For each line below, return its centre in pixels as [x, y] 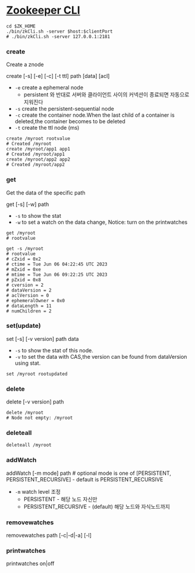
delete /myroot [25, 413]
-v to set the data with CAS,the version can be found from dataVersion [101, 356]
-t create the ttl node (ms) [47, 128]
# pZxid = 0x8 [24, 280]
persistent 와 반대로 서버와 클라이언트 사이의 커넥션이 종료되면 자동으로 [106, 95]
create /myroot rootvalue [38, 139]
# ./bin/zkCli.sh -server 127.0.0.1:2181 [58, 36]
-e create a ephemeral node [49, 87]
